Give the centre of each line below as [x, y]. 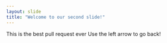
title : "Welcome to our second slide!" [56, 17]
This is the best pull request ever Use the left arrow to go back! [83, 34]
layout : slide [24, 11]
